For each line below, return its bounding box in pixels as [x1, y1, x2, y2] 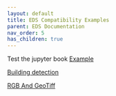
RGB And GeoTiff [7, 81, 56, 90]
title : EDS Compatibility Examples [7, 17, 110, 23]
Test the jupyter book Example [7, 55, 95, 63]
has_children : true [7, 36, 64, 43]
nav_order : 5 [7, 29, 45, 37]
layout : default [7, 10, 54, 17]
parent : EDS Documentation [7, 23, 85, 30]
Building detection [7, 68, 59, 77]
